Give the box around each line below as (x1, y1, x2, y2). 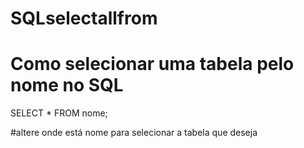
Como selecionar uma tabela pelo (10, 53, 295, 76)
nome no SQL (10, 74, 124, 97)
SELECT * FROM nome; (10, 107, 108, 119)
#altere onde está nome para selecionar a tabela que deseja (10, 127, 258, 139)
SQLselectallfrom (10, 7, 158, 30)
